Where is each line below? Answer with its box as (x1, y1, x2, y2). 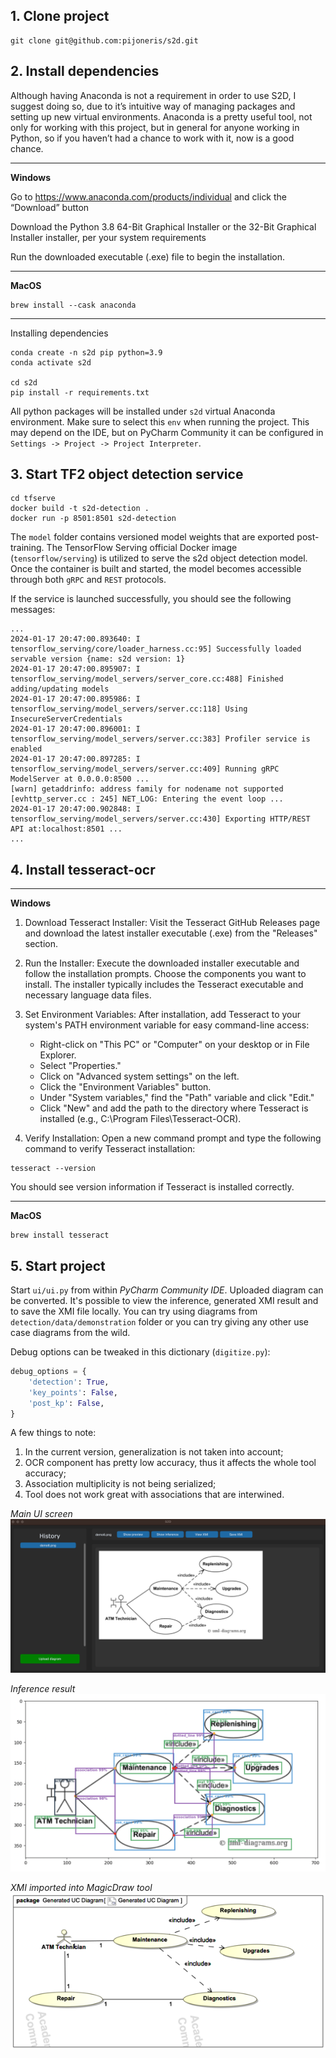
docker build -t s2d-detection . (10, 504, 150, 514)
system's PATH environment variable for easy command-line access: (24, 1019, 310, 1031)
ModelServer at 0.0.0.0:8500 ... (10, 774, 150, 784)
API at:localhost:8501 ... (10, 824, 123, 834)
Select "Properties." (39, 1060, 122, 1072)
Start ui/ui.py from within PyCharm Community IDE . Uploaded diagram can (10, 1284, 324, 1296)
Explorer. (39, 1049, 77, 1061)
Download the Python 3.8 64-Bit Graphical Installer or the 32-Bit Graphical (10, 220, 317, 233)
